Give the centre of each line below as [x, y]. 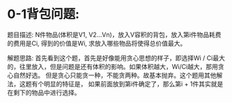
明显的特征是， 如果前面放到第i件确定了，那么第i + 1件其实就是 [133, 84]
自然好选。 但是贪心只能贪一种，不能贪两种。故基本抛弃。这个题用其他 [115, 75]
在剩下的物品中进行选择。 [44, 92]
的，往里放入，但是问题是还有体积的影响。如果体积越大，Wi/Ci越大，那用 [113, 66]
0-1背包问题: [44, 14]
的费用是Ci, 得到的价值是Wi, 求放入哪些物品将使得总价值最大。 [97, 43]
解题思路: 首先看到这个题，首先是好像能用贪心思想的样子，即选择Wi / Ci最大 [116, 58]
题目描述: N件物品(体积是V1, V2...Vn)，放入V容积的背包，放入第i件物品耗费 [114, 35]
